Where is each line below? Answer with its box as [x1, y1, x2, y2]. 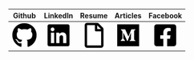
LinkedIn [43, 10, 74, 20]
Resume [79, 10, 108, 20]
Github [13, 10, 36, 20]
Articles [115, 10, 142, 20]
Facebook [148, 10, 183, 20]
